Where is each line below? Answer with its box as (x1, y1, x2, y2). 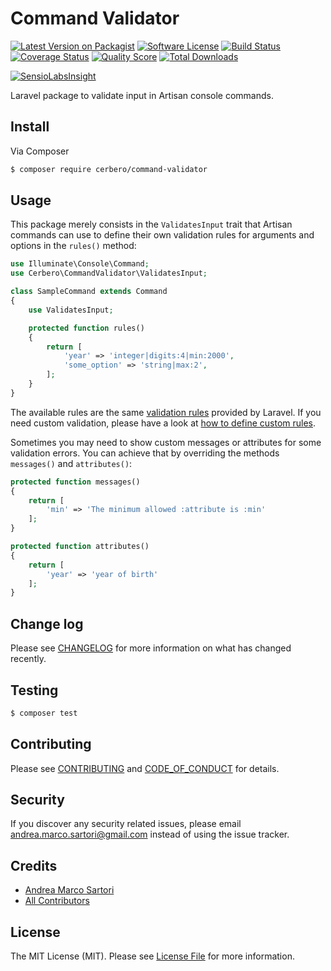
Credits (10, 857, 58, 874)
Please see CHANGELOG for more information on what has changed (10, 642, 292, 654)
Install (10, 118, 50, 136)
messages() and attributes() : (10, 457, 133, 469)
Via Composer (10, 145, 70, 157)
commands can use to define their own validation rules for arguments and (10, 229, 315, 241)
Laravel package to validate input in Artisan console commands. (10, 89, 274, 101)
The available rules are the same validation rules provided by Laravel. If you (10, 406, 322, 418)
